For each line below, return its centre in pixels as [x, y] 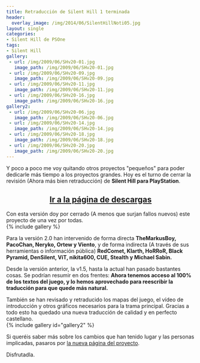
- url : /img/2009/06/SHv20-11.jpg [52, 84]
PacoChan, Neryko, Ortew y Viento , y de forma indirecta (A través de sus [98, 245]
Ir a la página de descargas [101, 199]
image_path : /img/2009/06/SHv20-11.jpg [64, 90]
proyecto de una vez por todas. [45, 220]
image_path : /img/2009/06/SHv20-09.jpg [64, 78]
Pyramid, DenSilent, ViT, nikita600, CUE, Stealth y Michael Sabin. [89, 258]
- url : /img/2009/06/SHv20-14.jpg [52, 123]
